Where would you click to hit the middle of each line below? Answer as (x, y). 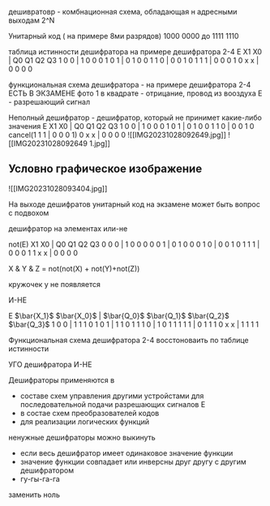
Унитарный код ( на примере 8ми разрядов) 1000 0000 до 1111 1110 (124, 36)
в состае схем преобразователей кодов (90, 413)
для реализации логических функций (85, 422)
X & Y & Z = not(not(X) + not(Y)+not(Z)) (74, 268)
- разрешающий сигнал (49, 102)
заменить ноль (34, 495)
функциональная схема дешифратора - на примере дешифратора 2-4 (130, 85)
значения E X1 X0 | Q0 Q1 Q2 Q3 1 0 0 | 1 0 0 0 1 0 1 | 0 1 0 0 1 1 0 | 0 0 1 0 (131, 126)
